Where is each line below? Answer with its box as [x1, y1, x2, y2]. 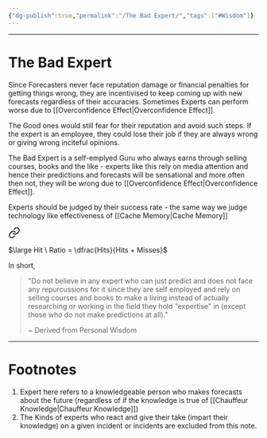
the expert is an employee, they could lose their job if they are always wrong [8, 129, 258, 139]
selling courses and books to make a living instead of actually [27, 292, 230, 303]
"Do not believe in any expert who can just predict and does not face [27, 276, 253, 285]
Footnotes [8, 360, 77, 378]
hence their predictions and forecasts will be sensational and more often [8, 170, 245, 179]
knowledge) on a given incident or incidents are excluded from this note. [19, 420, 257, 430]
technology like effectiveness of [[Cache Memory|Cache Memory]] [8, 210, 228, 220]
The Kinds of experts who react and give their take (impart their [19, 412, 229, 422]
